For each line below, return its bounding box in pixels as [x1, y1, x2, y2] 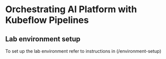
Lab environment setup [5, 35, 80, 43]
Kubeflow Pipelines [5, 14, 89, 26]
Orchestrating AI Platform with [5, 4, 137, 15]
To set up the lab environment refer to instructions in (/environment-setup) [5, 48, 161, 54]
